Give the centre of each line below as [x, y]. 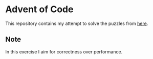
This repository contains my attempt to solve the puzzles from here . [77, 23]
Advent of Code [39, 9]
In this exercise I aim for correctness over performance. [64, 51]
